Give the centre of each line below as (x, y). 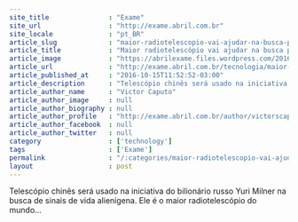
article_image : (61, 59)
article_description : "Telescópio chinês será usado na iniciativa (149, 83)
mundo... (25, 210)
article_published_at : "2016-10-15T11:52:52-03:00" (117, 75)
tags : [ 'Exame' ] (81, 149)
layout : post (71, 166)
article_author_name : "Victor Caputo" (93, 91)
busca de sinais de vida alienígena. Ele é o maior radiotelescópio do (133, 201)
